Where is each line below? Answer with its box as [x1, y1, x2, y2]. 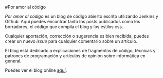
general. [5, 58, 22, 63]
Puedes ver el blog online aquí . [5, 67, 67, 73]
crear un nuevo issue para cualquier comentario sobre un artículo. [5, 38, 138, 44]
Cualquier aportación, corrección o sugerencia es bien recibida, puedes [5, 33, 149, 39]
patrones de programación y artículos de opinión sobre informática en [5, 53, 145, 59]
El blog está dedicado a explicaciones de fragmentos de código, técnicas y [5, 48, 156, 53]
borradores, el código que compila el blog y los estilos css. [5, 24, 123, 30]
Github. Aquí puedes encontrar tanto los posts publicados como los [5, 19, 140, 24]
